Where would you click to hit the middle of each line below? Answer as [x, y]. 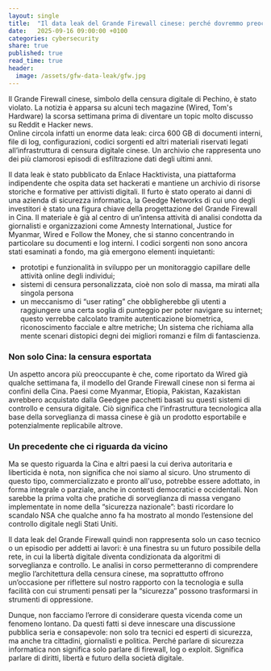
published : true [35, 53]
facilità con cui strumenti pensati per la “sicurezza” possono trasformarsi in [133, 591]
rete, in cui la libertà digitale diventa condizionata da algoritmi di [115, 556]
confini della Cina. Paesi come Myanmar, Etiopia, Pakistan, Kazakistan [125, 391]
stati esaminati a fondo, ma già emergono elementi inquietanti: [112, 252]
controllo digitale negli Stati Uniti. [63, 524]
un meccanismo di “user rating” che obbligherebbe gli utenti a [123, 301]
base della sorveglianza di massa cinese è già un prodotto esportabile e [128, 417]
